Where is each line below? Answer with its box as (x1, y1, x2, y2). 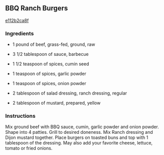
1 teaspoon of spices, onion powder (12, 81, 86, 87)
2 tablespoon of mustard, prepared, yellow (12, 100, 101, 106)
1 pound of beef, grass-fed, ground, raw (12, 41, 95, 47)
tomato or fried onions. (5, 145, 53, 151)
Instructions (5, 113, 36, 120)
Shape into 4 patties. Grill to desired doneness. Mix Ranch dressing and (5, 129, 153, 135)
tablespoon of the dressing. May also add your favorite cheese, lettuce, (5, 140, 153, 146)
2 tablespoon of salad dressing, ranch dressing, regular (12, 90, 127, 96)
